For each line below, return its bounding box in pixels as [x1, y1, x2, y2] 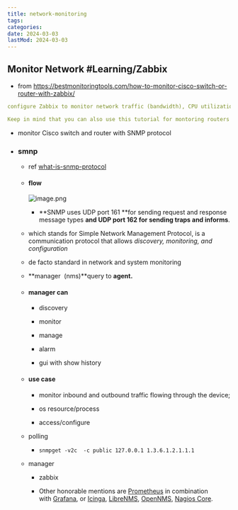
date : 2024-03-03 [7, 30, 59, 38]
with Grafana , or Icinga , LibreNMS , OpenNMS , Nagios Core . [38, 494, 214, 503]
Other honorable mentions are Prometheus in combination [38, 487, 208, 495]
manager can [28, 288, 69, 296]
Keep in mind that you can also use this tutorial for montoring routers [7, 115, 230, 123]
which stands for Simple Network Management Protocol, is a [28, 229, 205, 238]
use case [28, 375, 56, 383]
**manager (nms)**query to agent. [28, 272, 133, 280]
